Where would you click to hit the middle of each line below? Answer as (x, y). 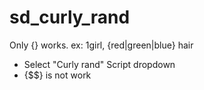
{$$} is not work (57, 75)
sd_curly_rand (70, 17)
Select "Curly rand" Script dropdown (99, 64)
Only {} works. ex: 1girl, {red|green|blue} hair (101, 45)
